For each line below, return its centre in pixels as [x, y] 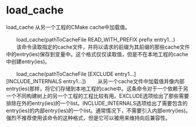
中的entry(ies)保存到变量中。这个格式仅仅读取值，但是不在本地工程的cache [97, 54]
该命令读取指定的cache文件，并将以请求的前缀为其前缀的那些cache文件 [103, 47]
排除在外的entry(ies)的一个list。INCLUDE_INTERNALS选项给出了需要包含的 [97, 103]
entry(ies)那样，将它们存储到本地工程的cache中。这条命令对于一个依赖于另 [97, 88]
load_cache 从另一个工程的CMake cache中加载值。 [68, 27]
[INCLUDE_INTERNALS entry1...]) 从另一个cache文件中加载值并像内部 [95, 81]
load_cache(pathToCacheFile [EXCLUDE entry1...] [76, 74]
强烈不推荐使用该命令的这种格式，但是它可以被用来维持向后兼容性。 [88, 118]
